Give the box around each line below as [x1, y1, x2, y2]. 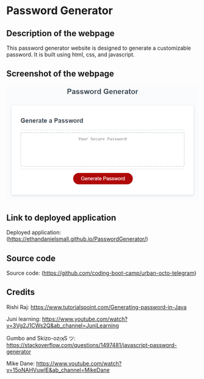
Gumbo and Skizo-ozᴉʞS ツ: [6, 334, 76, 342]
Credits [6, 287, 35, 297]
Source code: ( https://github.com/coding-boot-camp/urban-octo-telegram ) [6, 269, 197, 277]
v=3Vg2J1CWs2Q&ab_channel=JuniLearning [6, 321, 119, 329]
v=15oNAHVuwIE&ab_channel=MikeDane [6, 366, 110, 373]
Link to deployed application [6, 212, 117, 223]
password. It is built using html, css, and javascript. [6, 51, 135, 58]
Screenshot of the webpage [6, 69, 114, 79]
